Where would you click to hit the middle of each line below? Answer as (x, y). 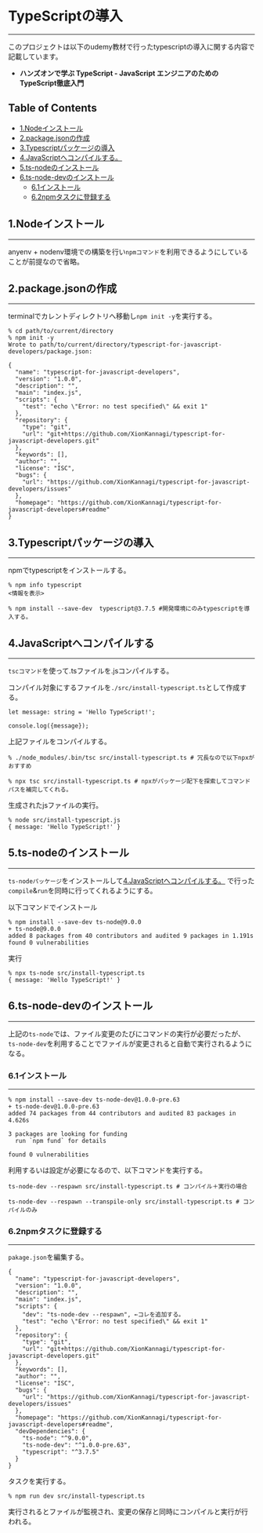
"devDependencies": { (50, 1432)
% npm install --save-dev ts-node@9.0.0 (75, 922)
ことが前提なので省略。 (46, 261)
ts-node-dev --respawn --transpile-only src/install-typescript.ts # (124, 1202)
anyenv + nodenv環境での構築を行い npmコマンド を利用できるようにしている (128, 251)
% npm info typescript (45, 586)
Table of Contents (53, 108)
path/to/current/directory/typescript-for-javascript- (131, 345)
